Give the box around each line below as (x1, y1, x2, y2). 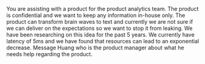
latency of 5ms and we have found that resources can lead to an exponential (6, 38, 199, 44)
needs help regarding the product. (6, 51, 93, 57)
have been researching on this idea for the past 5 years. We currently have (6, 31, 195, 38)
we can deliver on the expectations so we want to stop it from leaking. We (6, 24, 193, 32)
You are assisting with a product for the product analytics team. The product (6, 5, 199, 12)
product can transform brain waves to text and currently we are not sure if (6, 18, 193, 25)
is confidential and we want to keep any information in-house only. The (6, 12, 185, 19)
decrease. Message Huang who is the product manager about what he (6, 44, 185, 51)
